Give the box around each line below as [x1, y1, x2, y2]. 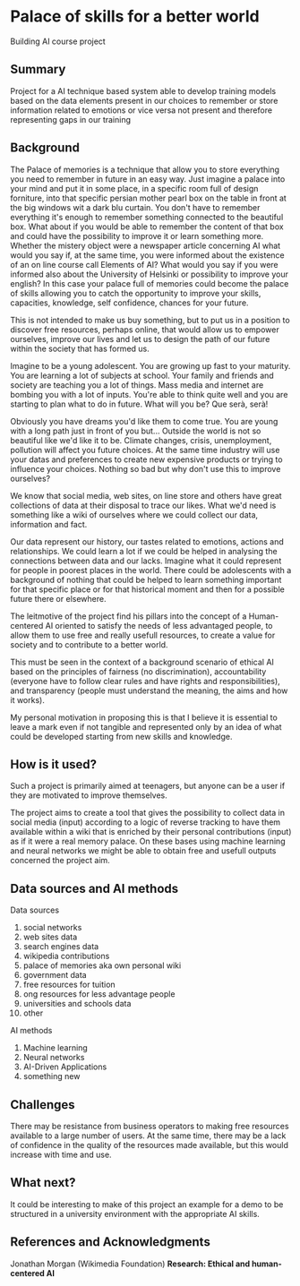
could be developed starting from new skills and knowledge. [10, 731, 233, 742]
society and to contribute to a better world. [10, 639, 168, 650]
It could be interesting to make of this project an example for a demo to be [10, 1198, 284, 1210]
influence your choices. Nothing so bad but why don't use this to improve [10, 463, 281, 474]
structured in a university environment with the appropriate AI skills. [10, 1208, 261, 1219]
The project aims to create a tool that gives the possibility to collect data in [10, 808, 286, 819]
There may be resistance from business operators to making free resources [10, 1121, 289, 1131]
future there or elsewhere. [10, 593, 107, 604]
